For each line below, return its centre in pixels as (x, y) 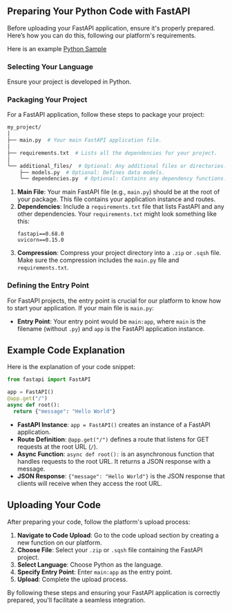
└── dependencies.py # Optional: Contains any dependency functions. (123, 179)
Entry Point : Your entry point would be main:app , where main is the (111, 321)
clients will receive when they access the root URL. (89, 483)
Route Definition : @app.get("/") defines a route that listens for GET (113, 439)
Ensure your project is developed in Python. (69, 82)
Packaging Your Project (47, 100)
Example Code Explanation (66, 350)
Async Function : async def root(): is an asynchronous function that (116, 454)
